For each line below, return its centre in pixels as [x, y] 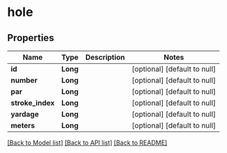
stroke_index [32, 103]
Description [105, 57]
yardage [25, 114]
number [24, 80]
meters [23, 126]
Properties [31, 38]
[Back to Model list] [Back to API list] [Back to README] [87, 143]
